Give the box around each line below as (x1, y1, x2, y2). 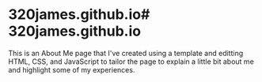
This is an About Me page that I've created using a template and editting (8, 48, 244, 58)
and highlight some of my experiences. (8, 65, 135, 74)
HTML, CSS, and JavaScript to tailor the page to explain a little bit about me (8, 57, 255, 66)
